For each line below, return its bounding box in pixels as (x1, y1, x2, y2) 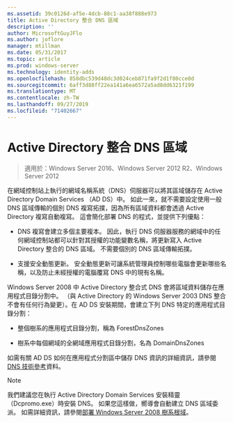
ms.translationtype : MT (7, 88, 77, 95)
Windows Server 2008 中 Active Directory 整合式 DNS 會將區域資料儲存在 (7, 283, 218, 291)
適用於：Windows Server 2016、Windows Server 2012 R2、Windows (24, 164, 223, 172)
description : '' (7, 23, 54, 30)
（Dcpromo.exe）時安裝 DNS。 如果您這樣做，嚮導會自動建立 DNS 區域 (7, 399, 213, 408)
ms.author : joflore (7, 36, 64, 43)
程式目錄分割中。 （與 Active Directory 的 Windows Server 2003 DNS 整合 (13, 291, 226, 300)
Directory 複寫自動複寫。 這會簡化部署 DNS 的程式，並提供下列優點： (7, 212, 207, 220)
